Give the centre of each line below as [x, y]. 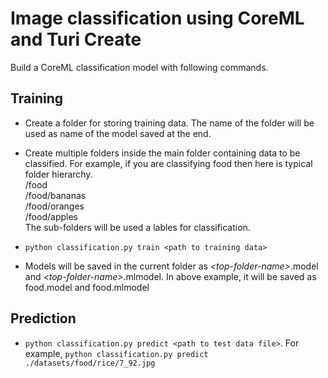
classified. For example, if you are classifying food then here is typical [168, 163]
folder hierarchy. [58, 174]
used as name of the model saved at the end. [118, 133]
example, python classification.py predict [116, 353]
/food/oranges [54, 206]
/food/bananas [55, 195]
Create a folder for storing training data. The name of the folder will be [169, 123]
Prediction [43, 318]
